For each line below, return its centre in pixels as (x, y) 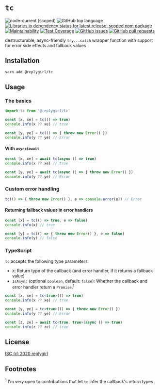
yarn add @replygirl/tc (29, 72)
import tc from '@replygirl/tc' (38, 111)
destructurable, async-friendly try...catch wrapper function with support (79, 40)
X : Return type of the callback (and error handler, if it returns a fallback (82, 271)
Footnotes (21, 369)
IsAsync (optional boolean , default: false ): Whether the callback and (80, 281)
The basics (18, 101)
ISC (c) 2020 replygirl (27, 354)
